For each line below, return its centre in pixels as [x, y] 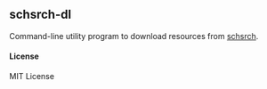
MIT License [32, 77]
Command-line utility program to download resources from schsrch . [134, 36]
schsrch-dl [40, 15]
